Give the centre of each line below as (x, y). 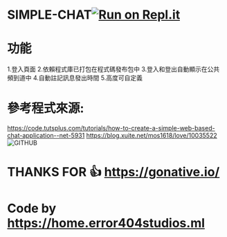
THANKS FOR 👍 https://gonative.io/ (113, 172)
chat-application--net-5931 (46, 136)
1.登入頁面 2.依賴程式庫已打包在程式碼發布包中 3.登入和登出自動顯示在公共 (113, 69)
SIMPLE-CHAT (49, 15)
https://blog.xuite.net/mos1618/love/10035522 (152, 136)
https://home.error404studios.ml (106, 223)
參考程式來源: (46, 108)
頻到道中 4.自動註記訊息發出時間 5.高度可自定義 (75, 78)
